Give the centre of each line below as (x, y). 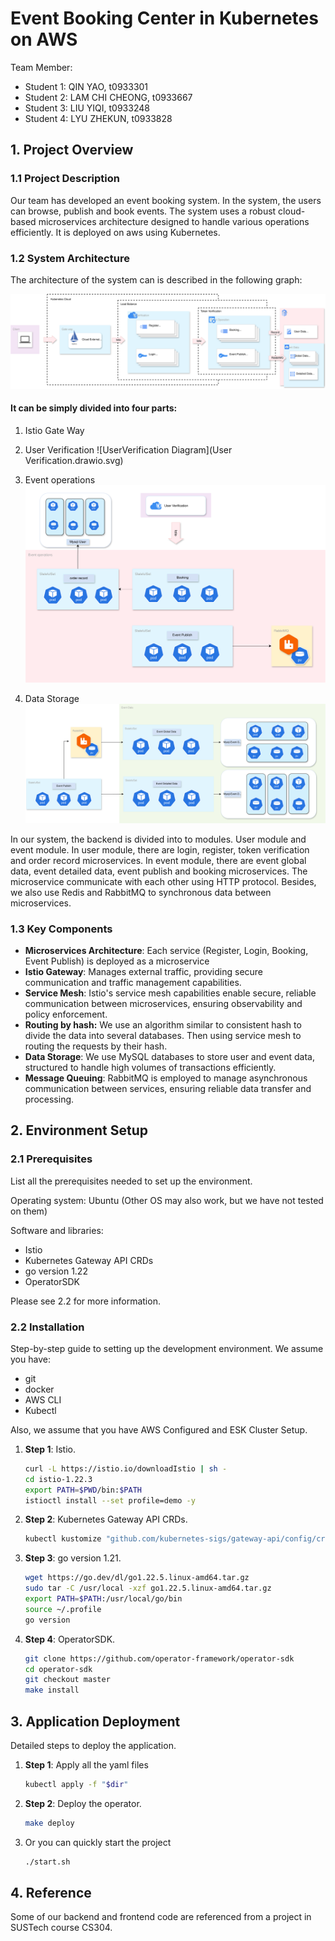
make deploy (49, 1823)
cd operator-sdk (58, 1669)
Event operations (60, 479)
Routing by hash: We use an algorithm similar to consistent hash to (163, 1024)
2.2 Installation (47, 1327)
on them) (29, 1211)
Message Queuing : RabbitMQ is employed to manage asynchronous (166, 1078)
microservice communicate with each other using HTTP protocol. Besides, (163, 881)
